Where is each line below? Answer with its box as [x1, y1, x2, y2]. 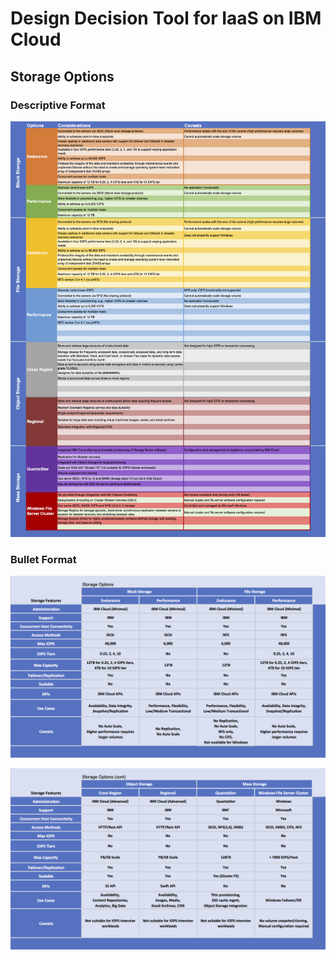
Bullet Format [10, 552, 77, 566]
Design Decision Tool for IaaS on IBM [10, 7, 322, 30]
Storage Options [10, 68, 115, 85]
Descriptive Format [10, 98, 106, 112]
